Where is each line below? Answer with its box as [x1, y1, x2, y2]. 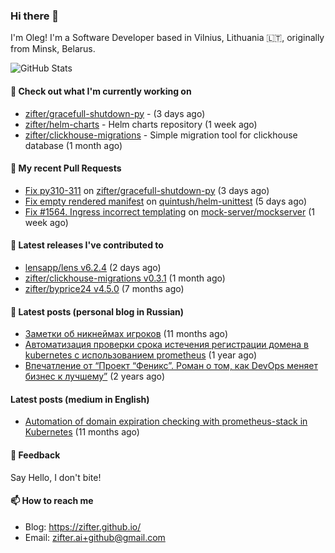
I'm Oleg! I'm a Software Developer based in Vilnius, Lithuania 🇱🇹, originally [10, 32, 325, 44]
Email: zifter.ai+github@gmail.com [24, 531, 166, 543]
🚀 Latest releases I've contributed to [10, 239, 164, 251]
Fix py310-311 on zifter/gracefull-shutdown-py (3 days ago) [24, 184, 270, 196]
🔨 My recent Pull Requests [10, 162, 122, 174]
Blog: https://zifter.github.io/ [24, 520, 142, 533]
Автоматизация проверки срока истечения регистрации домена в [24, 339, 310, 351]
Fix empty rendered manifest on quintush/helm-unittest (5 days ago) [24, 195, 308, 207]
